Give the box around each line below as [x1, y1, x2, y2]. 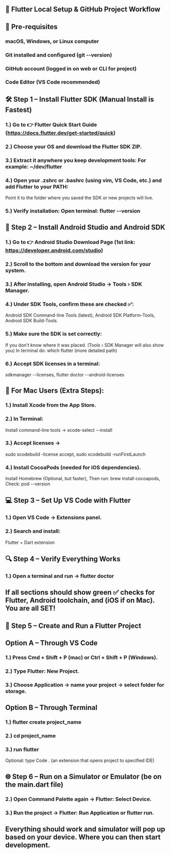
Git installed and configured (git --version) [5, 51, 113, 59]
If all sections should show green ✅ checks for [5, 588, 155, 597]
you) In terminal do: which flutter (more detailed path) [5, 347, 118, 353]
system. [5, 267, 26, 274]
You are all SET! [5, 604, 56, 613]
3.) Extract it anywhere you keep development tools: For [5, 156, 146, 163]
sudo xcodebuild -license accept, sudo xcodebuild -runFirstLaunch [5, 451, 146, 457]
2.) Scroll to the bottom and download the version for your [5, 261, 151, 268]
